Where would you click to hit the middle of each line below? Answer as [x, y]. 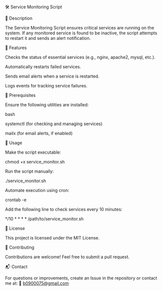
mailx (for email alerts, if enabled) [39, 133]
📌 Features [16, 48]
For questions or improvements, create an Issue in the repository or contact [81, 278]
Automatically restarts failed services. [43, 67]
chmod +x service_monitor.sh [35, 162]
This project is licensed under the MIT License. [52, 238]
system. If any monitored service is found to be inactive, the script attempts [81, 33]
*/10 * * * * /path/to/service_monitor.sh [45, 219]
